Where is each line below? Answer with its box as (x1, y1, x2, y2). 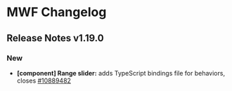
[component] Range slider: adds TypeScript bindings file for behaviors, (16, 69, 226, 77)
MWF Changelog (6, 4, 107, 20)
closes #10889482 (16, 76, 72, 85)
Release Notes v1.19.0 (6, 32, 104, 44)
